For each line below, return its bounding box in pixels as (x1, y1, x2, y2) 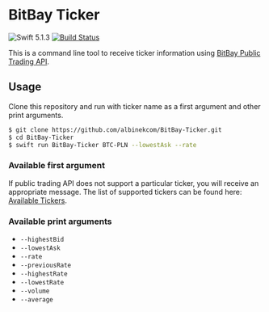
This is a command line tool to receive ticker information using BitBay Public (8, 48, 261, 57)
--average (19, 295, 54, 304)
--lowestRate (19, 278, 65, 286)
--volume (19, 287, 50, 295)
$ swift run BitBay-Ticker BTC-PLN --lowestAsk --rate (8, 141, 197, 149)
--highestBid (19, 235, 65, 243)
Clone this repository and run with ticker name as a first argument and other (8, 101, 261, 111)
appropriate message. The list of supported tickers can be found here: (8, 187, 242, 196)
